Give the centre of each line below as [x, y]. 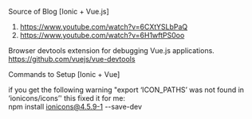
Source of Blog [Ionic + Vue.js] [59, 12]
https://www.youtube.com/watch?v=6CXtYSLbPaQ [104, 27]
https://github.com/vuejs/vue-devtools [72, 59]
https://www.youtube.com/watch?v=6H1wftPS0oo [102, 35]
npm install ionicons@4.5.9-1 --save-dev [75, 107]
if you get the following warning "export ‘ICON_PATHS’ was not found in [126, 90]
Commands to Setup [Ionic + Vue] [64, 74]
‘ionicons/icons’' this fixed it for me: [67, 98]
